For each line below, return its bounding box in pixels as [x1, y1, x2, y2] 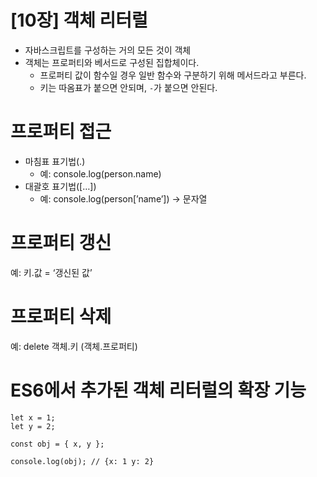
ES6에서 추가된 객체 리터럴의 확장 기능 [10, 379, 307, 401]
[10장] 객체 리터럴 [10, 9, 148, 32]
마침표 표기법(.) [24, 155, 86, 167]
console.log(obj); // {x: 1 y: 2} [10, 456, 155, 466]
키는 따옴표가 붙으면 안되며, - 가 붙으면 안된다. [39, 81, 218, 93]
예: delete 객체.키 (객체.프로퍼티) [10, 340, 138, 352]
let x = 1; [10, 412, 56, 423]
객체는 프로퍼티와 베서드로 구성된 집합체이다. [24, 56, 200, 68]
